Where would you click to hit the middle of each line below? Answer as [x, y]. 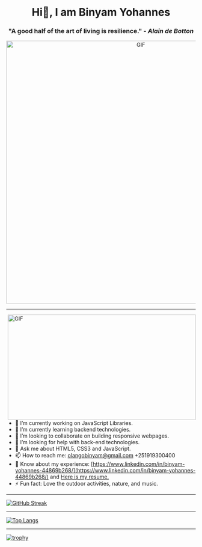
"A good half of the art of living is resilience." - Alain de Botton [101, 31]
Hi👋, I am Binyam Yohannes [101, 12]
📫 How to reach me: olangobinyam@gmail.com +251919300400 [95, 456]
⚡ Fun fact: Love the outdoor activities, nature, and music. [86, 484]
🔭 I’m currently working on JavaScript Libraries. [74, 423]
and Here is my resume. [80, 477]
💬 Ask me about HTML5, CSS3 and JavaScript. [73, 449]
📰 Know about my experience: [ [54, 464]
